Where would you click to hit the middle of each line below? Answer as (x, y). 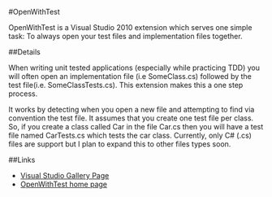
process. (23, 94)
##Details (24, 52)
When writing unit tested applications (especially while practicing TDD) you (134, 68)
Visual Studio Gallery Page (65, 175)
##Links (22, 160)
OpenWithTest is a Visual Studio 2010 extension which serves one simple (130, 27)
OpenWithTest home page (64, 184)
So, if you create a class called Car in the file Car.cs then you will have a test (136, 127)
